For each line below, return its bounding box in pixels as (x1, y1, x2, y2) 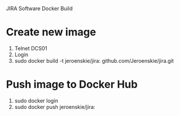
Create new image (6, 26, 96, 39)
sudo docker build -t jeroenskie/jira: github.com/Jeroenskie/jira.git (14, 57, 174, 64)
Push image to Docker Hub (6, 78, 138, 91)
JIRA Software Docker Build (6, 5, 73, 12)
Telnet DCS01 (14, 45, 48, 52)
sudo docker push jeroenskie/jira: (14, 103, 95, 110)
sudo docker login (14, 97, 58, 104)
